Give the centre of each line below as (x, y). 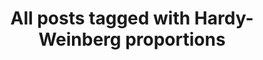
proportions (175, 39)
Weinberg (80, 39)
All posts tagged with (100, 18)
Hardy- (223, 18)
